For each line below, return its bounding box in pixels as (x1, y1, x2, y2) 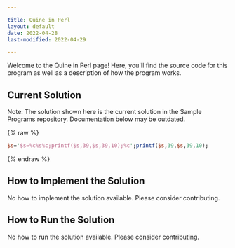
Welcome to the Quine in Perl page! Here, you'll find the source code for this (7, 61, 228, 70)
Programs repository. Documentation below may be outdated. (7, 115, 186, 123)
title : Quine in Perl (7, 16, 71, 23)
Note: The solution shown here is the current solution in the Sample (7, 108, 202, 116)
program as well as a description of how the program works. (7, 69, 182, 77)
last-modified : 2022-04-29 (7, 36, 86, 43)
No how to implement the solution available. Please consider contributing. (7, 193, 220, 202)
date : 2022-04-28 (7, 29, 58, 36)
